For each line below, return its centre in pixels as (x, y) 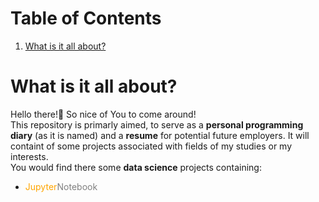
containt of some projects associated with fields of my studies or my (151, 146)
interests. (29, 156)
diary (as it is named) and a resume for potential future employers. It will (160, 135)
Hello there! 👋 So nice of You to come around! (103, 114)
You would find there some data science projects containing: (136, 167)
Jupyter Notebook (61, 186)
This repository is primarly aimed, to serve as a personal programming (157, 124)
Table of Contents (86, 18)
